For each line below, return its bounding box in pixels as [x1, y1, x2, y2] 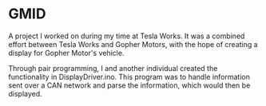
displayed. [8, 88, 42, 98]
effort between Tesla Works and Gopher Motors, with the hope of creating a [8, 39, 258, 49]
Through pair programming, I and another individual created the [8, 63, 218, 73]
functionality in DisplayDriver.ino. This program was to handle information [8, 72, 250, 81]
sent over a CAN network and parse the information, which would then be [8, 80, 251, 90]
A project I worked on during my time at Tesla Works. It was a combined [8, 31, 245, 41]
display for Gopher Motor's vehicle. [8, 48, 125, 57]
